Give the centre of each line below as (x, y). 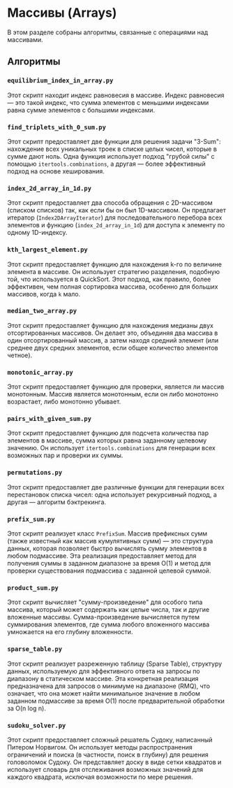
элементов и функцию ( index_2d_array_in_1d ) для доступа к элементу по (116, 225)
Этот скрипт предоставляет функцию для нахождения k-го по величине (114, 264)
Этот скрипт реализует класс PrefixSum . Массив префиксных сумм (107, 533)
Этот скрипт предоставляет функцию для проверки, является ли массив (116, 387)
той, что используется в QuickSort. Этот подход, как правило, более (109, 279)
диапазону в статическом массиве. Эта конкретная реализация (103, 678)
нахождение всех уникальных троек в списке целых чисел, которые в (112, 149)
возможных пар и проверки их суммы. (65, 455)
